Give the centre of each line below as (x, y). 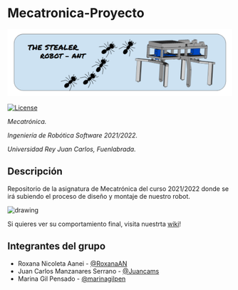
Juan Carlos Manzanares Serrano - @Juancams (88, 271)
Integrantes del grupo (56, 246)
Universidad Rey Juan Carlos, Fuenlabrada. (72, 149)
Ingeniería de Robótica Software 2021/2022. (72, 135)
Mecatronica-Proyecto (76, 13)
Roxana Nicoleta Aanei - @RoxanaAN (72, 263)
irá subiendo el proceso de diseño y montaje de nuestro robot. (99, 196)
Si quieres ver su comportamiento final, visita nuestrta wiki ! (94, 224)
